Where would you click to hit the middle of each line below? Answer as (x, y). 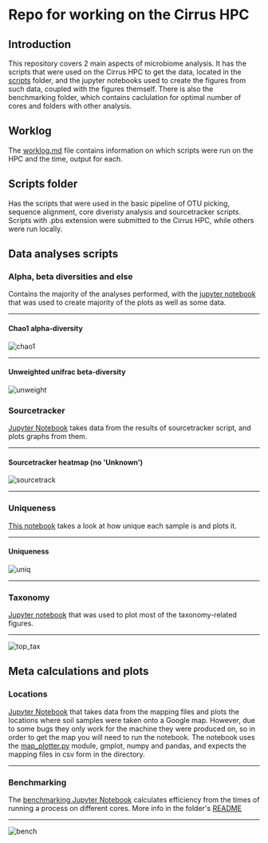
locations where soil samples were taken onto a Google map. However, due (132, 720)
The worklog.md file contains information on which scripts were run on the (131, 150)
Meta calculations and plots (79, 671)
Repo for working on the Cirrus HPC (129, 15)
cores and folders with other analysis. (70, 106)
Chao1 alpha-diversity (46, 328)
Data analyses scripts (63, 254)
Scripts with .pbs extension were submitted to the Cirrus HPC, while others (131, 220)
